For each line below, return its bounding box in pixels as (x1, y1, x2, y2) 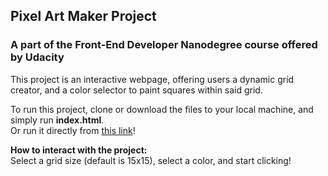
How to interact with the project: (10, 144, 148, 156)
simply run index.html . (10, 114, 105, 126)
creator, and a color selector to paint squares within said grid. (10, 84, 263, 96)
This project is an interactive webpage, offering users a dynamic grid (10, 73, 295, 85)
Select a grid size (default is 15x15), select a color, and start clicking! (10, 154, 292, 166)
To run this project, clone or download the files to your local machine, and (10, 103, 314, 115)
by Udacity (10, 50, 65, 64)
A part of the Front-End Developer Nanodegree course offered (10, 38, 318, 52)
